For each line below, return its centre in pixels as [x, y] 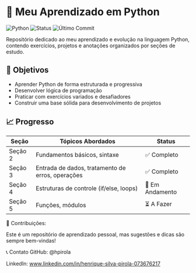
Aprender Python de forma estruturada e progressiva [78, 84]
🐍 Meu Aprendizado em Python [83, 12]
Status [166, 141]
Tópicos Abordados [87, 141]
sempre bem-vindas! [31, 240]
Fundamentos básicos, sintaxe [78, 155]
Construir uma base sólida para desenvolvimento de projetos [88, 103]
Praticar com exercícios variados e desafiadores [73, 96]
